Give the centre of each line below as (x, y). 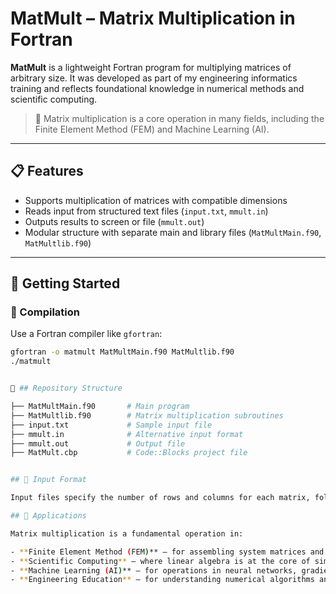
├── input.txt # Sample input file (111, 425)
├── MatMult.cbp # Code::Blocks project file (129, 453)
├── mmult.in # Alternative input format (127, 434)
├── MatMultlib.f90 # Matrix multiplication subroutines (147, 415)
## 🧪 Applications (48, 516)
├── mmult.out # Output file (98, 443)
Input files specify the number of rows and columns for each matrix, (160, 498)
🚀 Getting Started (65, 283)
